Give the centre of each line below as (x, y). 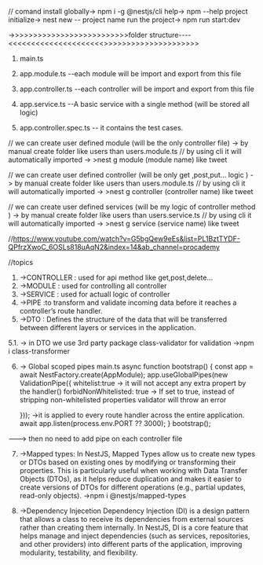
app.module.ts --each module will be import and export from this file (130, 73)
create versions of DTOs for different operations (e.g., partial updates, (132, 487)
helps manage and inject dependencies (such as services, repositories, (135, 536)
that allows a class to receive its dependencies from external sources (131, 519)
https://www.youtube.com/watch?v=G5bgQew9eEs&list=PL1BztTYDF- (127, 238)
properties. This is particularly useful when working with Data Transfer (133, 470)
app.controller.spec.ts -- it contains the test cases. (101, 128)
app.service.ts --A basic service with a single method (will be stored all (134, 104)
